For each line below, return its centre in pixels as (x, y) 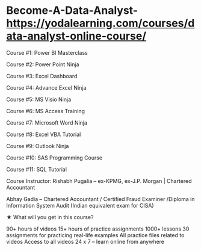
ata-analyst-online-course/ (76, 36)
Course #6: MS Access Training (46, 111)
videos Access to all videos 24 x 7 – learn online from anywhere (85, 241)
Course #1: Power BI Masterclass (47, 52)
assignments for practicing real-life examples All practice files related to (95, 235)
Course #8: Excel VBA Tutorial (44, 134)
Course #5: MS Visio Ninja (39, 99)
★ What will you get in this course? (50, 217)
